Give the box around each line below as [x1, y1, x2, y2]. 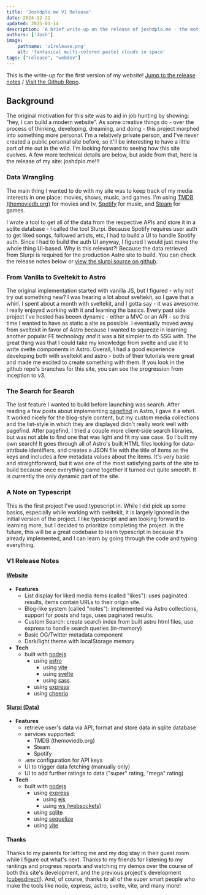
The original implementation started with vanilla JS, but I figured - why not [6, 287, 194, 295]
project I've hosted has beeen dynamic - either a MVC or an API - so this [6, 313, 190, 320]
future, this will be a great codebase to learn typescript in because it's [6, 528, 184, 535]
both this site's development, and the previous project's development [6, 869, 181, 877]
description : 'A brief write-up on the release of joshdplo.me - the [6, 26, 188, 33]
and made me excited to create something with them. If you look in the [6, 358, 185, 366]
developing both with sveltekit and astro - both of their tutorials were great [6, 352, 195, 360]
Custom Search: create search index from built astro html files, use [24, 618, 194, 625]
